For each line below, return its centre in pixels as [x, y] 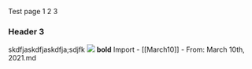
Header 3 [26, 31]
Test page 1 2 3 [33, 11]
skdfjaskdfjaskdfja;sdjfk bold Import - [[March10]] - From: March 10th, [127, 49]
